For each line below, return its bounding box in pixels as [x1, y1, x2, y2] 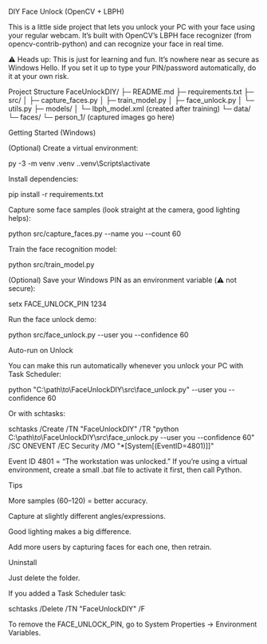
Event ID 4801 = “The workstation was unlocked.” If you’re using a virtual [8, 457, 248, 465]
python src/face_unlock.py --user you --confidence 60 [8, 330, 189, 340]
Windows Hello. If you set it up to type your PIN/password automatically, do [8, 63, 257, 73]
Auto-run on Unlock [8, 346, 73, 355]
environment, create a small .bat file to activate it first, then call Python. [8, 465, 242, 474]
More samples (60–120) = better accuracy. [8, 496, 148, 505]
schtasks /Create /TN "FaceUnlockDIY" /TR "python [8, 424, 179, 434]
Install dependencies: [8, 175, 79, 183]
